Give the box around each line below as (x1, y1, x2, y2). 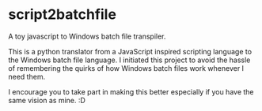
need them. (8, 72, 46, 81)
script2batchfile (8, 6, 117, 24)
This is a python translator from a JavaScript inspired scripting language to (8, 46, 252, 56)
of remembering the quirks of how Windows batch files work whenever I (8, 63, 244, 72)
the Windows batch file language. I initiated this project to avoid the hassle (8, 55, 251, 65)
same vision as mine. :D (8, 95, 85, 105)
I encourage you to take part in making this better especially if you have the (8, 87, 255, 96)
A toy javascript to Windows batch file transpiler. (8, 31, 166, 41)
